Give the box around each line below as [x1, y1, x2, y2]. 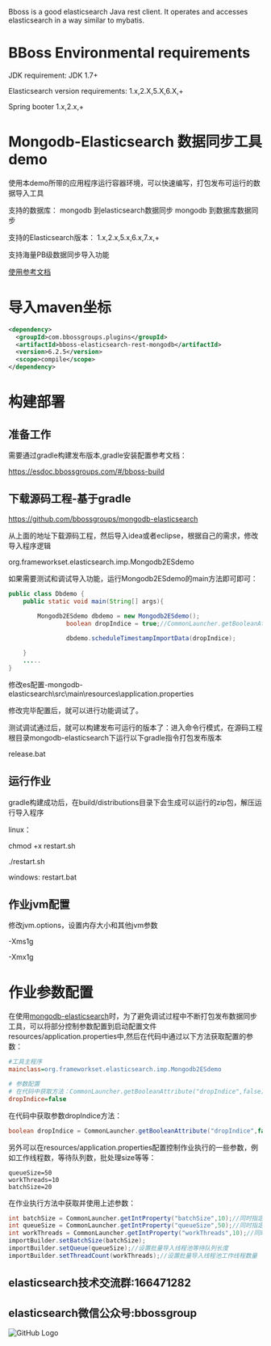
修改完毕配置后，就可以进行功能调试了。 [8, 705, 143, 715]
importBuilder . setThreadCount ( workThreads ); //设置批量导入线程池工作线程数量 [8, 1251, 258, 1260]
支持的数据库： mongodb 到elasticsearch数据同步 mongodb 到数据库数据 [8, 205, 252, 215]
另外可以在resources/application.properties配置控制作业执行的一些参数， [8, 1142, 252, 1152]
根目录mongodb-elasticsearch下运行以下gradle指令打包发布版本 [8, 732, 222, 742]
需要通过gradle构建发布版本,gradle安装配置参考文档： [8, 450, 187, 460]
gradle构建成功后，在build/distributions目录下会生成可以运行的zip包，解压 [8, 797, 256, 807]
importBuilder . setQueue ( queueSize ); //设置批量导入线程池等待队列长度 [8, 1244, 229, 1252]
